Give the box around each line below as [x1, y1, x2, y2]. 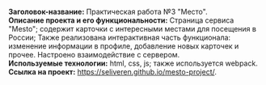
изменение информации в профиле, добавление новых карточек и [8, 41, 239, 51]
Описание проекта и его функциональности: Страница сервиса [8, 15, 234, 25]
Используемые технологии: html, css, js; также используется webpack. [8, 58, 259, 68]
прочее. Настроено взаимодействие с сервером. [8, 50, 180, 59]
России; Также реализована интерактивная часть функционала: [8, 32, 231, 42]
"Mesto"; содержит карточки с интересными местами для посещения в [8, 24, 257, 33]
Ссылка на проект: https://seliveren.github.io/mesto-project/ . [8, 67, 217, 76]
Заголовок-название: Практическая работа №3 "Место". [8, 7, 208, 16]
